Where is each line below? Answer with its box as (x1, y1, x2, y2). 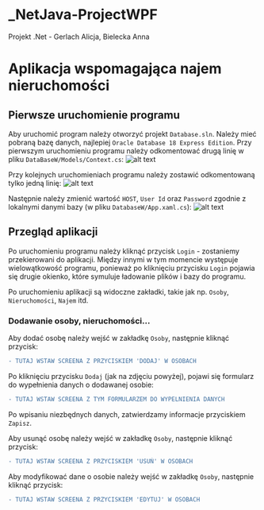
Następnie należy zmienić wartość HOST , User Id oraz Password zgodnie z (8, 193, 247, 203)
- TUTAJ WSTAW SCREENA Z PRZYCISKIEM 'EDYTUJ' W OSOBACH (8, 495, 201, 504)
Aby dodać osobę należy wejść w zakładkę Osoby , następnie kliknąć (8, 334, 230, 343)
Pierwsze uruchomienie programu (8, 108, 180, 122)
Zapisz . (8, 418, 32, 427)
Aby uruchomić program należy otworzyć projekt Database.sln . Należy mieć (8, 129, 257, 138)
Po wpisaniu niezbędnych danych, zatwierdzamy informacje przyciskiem (8, 409, 246, 419)
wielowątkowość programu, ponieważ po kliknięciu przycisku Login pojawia (8, 263, 255, 272)
